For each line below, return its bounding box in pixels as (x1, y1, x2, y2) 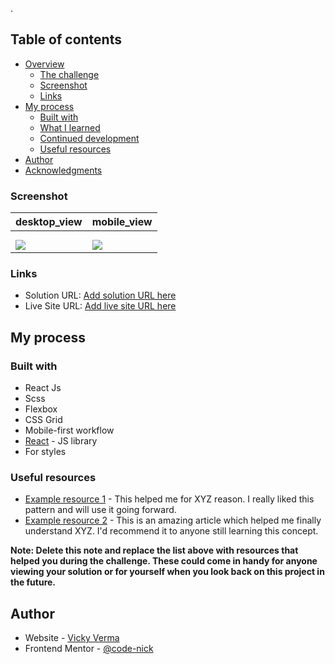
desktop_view (15, 215, 83, 229)
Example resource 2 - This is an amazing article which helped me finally (24, 514, 322, 527)
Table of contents (10, 31, 122, 48)
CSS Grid (24, 414, 63, 426)
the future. (10, 576, 57, 588)
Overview (24, 58, 65, 70)
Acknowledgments (24, 164, 103, 176)
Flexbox (24, 403, 58, 415)
